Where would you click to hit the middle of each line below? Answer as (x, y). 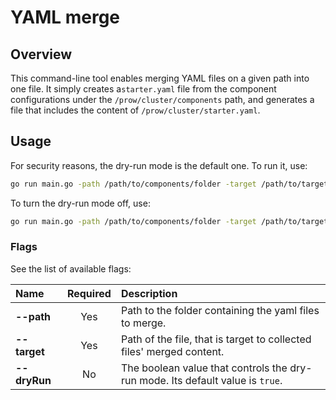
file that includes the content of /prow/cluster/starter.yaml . (135, 110)
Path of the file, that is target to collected (216, 339)
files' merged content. (172, 351)
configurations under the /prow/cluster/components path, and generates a (162, 99)
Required (89, 293)
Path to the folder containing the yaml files (220, 310)
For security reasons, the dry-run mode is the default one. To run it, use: (159, 165)
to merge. (143, 323)
